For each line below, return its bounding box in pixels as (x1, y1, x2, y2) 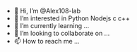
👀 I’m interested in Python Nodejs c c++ (13, 14, 131, 22)
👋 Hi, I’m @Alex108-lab (13, 7, 81, 15)
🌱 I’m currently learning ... (13, 22, 90, 30)
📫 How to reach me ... (13, 37, 80, 45)
